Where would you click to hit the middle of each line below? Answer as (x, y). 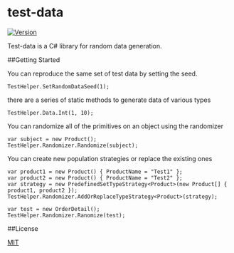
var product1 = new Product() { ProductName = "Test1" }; (95, 172)
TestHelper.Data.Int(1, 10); (50, 113)
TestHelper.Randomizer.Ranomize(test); (67, 215)
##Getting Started (34, 60)
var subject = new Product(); (52, 139)
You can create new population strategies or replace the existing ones (110, 158)
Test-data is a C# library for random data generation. (85, 46)
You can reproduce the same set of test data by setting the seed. (102, 73)
